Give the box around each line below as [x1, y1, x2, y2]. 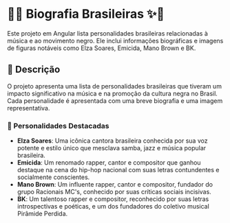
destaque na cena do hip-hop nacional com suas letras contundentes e [17, 166, 220, 174]
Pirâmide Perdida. [17, 209, 68, 218]
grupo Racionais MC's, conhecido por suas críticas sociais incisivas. [17, 188, 211, 196]
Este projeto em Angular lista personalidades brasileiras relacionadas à [7, 29, 208, 37]
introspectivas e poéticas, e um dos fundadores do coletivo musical [17, 202, 210, 211]
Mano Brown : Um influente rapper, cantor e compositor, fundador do [17, 180, 213, 189]
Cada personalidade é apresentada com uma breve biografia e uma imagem [7, 96, 223, 105]
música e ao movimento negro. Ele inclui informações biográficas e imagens [7, 36, 224, 45]
